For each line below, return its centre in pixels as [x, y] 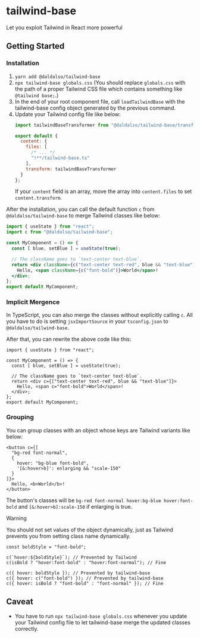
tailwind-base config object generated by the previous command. [95, 108]
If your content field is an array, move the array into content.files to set [103, 191]
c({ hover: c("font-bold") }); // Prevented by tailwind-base [85, 578]
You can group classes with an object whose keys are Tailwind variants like [98, 430]
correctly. [26, 628]
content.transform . [38, 198]
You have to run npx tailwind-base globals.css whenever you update [101, 616]
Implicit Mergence [33, 302]
